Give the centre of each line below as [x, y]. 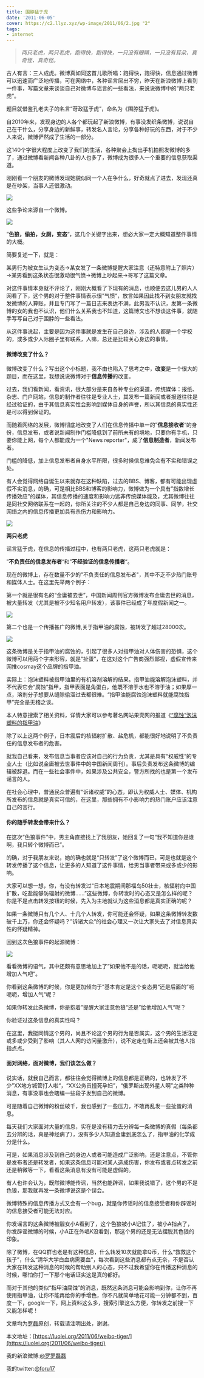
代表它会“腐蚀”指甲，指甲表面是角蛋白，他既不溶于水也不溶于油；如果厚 [102, 687]
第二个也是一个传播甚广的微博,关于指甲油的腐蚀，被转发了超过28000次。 [98, 627]
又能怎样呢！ [22, 1310]
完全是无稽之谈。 [36, 702]
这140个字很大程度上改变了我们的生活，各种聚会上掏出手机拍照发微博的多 [99, 150]
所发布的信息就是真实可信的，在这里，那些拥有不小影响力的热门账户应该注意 [102, 799]
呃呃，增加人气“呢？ [32, 994]
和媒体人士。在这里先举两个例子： [49, 582]
